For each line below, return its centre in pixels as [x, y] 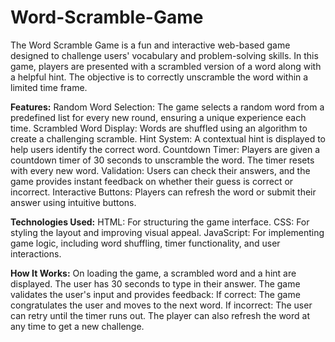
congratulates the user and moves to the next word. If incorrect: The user [161, 305]
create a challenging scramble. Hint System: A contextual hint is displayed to [168, 138]
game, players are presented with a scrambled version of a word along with [166, 66]
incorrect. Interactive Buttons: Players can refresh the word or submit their [163, 192]
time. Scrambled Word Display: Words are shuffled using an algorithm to [159, 128]
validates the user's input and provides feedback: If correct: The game [155, 294]
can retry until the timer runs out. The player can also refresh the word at [160, 315]
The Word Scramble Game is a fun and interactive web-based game [150, 45]
